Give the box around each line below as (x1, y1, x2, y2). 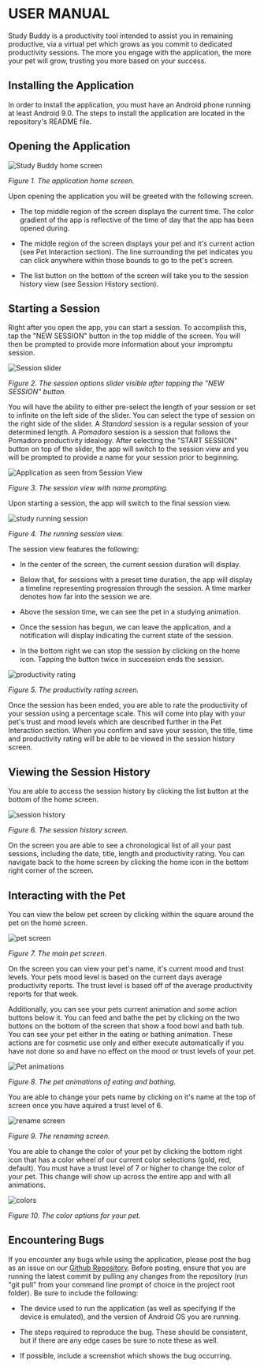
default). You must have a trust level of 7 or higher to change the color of (8, 1163, 245, 1173)
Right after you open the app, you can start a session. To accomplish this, (8, 323, 247, 333)
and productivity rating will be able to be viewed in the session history (8, 734, 236, 743)
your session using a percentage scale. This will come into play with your (8, 708, 246, 719)
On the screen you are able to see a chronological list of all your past (8, 840, 232, 850)
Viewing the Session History (8, 765, 151, 779)
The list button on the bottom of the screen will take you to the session (19, 270, 249, 280)
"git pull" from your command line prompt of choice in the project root (8, 1280, 235, 1289)
